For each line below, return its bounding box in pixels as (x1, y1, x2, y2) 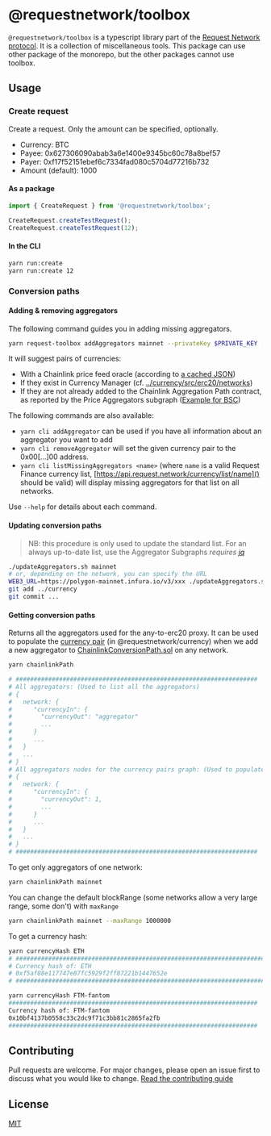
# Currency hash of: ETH (8, 962, 92, 970)
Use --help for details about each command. (8, 502, 157, 512)
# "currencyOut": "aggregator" (8, 712, 139, 721)
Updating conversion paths (8, 520, 102, 530)
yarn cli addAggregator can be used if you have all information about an (19, 426, 262, 436)
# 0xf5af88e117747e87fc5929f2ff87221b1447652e (8, 970, 168, 978)
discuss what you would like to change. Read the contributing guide (8, 1074, 234, 1084)
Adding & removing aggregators (8, 305, 119, 315)
